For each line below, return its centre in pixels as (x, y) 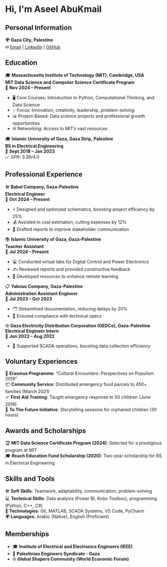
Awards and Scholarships (45, 430)
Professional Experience (44, 174)
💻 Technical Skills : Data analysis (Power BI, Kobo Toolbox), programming (81, 499)
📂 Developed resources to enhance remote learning (65, 276)
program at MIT (21, 450)
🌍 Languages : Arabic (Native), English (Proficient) (57, 517)
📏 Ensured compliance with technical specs (57, 316)
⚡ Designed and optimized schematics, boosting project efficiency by (83, 209)
